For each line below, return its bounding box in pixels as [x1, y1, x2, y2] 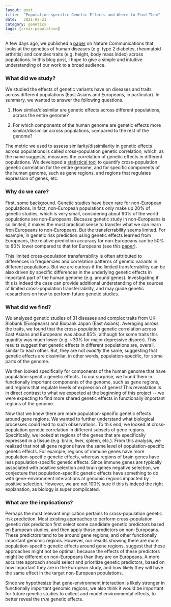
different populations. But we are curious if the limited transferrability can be [5, 263, 165, 270]
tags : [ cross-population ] [5, 26, 60, 32]
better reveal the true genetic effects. [5, 596, 83, 602]
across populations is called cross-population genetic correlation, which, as [5, 148, 164, 154]
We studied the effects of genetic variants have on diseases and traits [5, 86, 152, 92]
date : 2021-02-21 [5, 17, 47, 22]
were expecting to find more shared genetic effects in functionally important [5, 395, 165, 401]
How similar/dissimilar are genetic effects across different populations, [12, 107, 161, 113]
